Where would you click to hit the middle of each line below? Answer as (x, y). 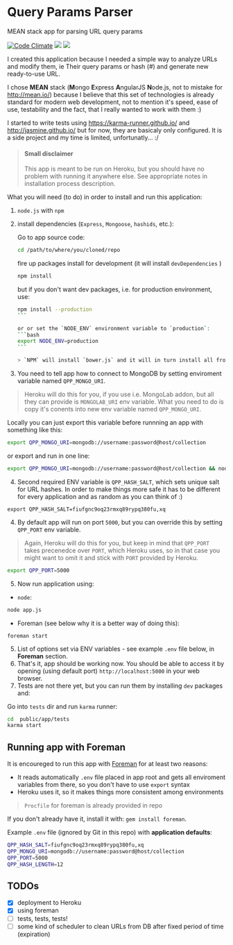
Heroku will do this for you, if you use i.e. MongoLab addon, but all (119, 394)
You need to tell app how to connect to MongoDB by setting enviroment (119, 374)
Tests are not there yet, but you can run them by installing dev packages (120, 686)
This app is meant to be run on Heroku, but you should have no (114, 169)
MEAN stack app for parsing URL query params (75, 31)
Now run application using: (55, 584)
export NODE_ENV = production (58, 341)
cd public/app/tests (38, 719)
